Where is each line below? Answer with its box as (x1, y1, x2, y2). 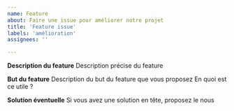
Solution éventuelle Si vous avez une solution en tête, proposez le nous (7, 96, 214, 105)
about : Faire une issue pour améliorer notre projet (7, 17, 164, 24)
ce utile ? (7, 82, 34, 91)
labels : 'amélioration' (7, 29, 77, 37)
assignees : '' (7, 36, 49, 43)
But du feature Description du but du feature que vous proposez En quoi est (7, 75, 227, 84)
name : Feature (7, 10, 49, 17)
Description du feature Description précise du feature (7, 61, 163, 70)
